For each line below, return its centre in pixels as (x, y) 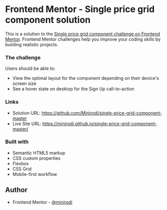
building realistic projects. (32, 44)
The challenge (23, 57)
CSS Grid (22, 169)
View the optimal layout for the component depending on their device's (85, 78)
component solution (48, 20)
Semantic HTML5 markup (39, 153)
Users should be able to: (30, 68)
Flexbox (20, 163)
